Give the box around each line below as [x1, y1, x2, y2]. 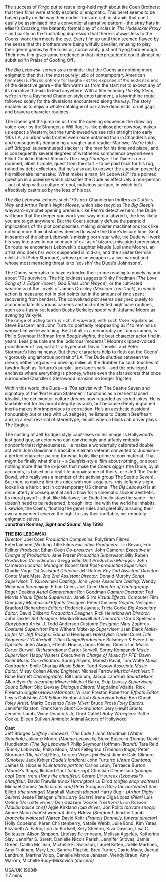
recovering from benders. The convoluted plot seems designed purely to [5, 296, 153, 302]
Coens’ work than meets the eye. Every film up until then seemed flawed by [5, 36, 159, 42]
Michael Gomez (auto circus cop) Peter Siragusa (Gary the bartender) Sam [5, 784, 158, 789]
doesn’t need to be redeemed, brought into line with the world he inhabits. [5, 500, 156, 506]
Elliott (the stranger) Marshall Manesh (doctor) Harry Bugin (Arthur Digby [5, 789, 154, 795]
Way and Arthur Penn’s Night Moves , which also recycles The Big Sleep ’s [5, 202, 154, 208]
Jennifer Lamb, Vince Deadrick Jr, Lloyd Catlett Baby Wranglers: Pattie [5, 711, 149, 716]
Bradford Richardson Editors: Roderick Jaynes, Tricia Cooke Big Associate [5, 605, 157, 611]
